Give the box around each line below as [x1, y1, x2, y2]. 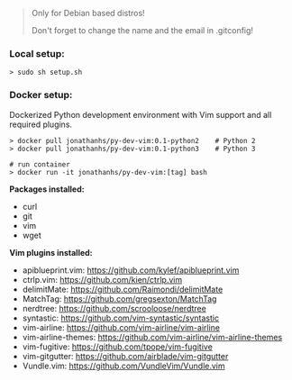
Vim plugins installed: [9, 247, 93, 258]
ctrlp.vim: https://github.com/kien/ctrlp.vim [22, 274, 183, 285]
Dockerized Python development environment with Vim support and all [9, 109, 272, 120]
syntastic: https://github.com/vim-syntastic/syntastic [22, 312, 219, 323]
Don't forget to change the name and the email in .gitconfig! [31, 25, 254, 35]
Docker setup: [9, 89, 73, 102]
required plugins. [9, 119, 73, 130]
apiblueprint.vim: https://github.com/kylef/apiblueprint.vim [22, 265, 240, 276]
